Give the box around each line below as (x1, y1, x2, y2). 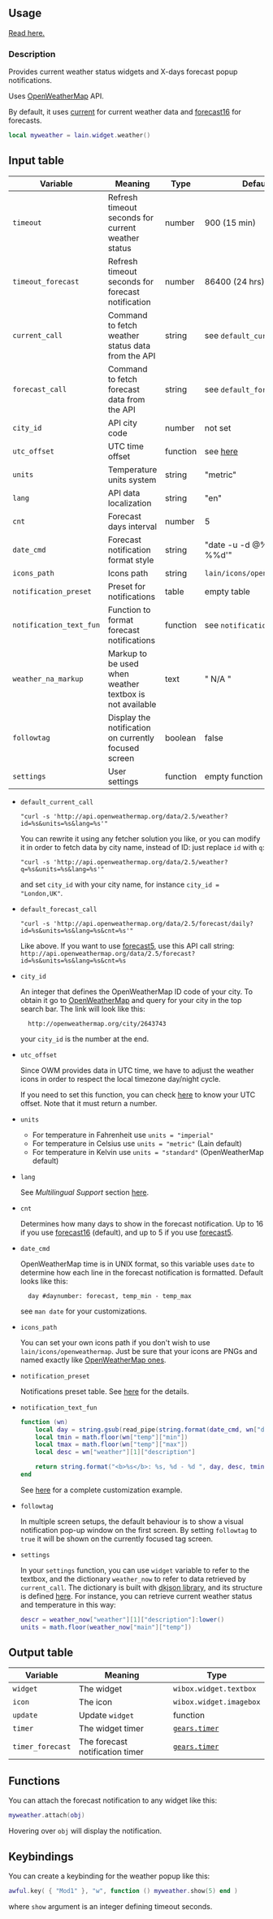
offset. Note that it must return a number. (19, 1098, 158, 1108)
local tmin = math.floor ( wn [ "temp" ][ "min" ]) (35, 1433, 188, 1441)
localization (107, 497, 152, 509)
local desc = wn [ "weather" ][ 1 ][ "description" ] (35, 1448, 196, 1457)
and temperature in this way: (19, 1600, 116, 1609)
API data (107, 487, 141, 498)
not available (107, 698, 157, 710)
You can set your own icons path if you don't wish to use (19, 1337, 210, 1348)
